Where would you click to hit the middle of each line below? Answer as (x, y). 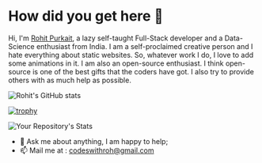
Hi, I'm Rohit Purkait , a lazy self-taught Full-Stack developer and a (116, 38)
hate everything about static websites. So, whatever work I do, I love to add (131, 55)
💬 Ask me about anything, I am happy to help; (94, 141)
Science (21, 46)
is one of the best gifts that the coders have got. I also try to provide (144, 71)
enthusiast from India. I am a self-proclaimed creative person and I (144, 46)
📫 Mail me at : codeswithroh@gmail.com (87, 150)
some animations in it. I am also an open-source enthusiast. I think (116, 63)
